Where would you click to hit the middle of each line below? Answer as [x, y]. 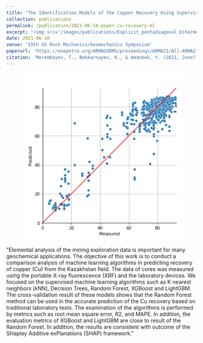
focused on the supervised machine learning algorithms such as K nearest [99, 282]
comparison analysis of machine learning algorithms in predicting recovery [99, 263]
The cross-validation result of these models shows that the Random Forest [99, 295]
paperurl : [19, 51]
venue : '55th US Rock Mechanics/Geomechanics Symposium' [79, 45]
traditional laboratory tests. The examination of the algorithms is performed [100, 308]
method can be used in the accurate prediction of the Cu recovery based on [101, 301]
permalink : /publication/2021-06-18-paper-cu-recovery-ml [81, 25]
